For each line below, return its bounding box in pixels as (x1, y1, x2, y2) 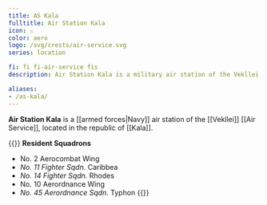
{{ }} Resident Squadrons (8, 138, 92, 148)
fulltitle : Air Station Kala (8, 19, 106, 27)
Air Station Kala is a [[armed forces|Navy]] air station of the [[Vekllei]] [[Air (8, 114, 256, 124)
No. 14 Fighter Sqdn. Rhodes (19, 171, 114, 180)
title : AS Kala (8, 11, 59, 20)
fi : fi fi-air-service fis (8, 63, 98, 72)
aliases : (8, 85, 38, 93)
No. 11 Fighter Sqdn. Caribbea (19, 162, 118, 171)
